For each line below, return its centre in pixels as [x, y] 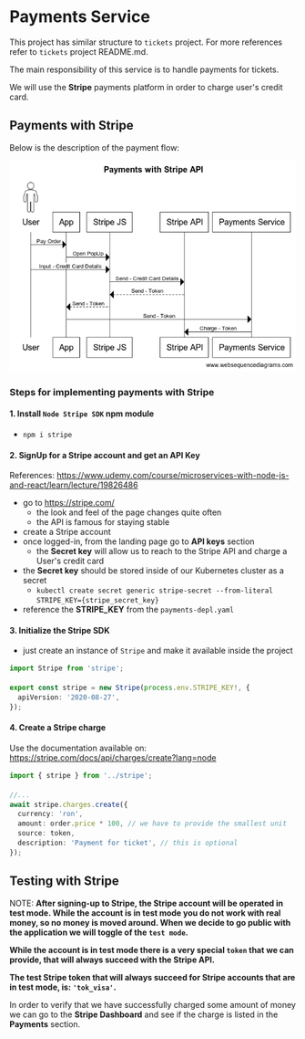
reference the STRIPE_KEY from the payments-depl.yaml [128, 610]
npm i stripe [47, 435]
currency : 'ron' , [51, 814]
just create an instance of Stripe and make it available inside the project [158, 651]
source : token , [46, 834]
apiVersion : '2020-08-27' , [69, 697]
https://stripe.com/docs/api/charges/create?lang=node [113, 757]
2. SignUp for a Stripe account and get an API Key [105, 455]
